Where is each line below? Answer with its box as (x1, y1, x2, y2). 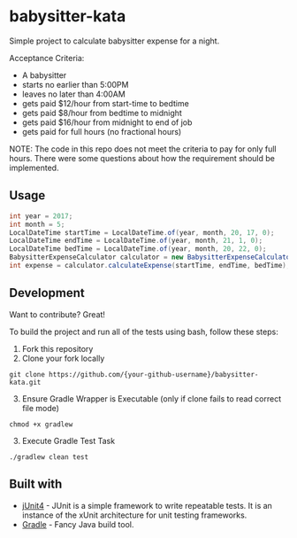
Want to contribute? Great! (9, 308, 106, 320)
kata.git (9, 378, 42, 386)
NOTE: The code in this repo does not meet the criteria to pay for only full (9, 144, 277, 154)
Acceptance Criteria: (9, 52, 85, 63)
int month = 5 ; (9, 220, 65, 229)
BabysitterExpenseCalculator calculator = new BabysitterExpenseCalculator (9, 253, 294, 262)
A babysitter (21, 69, 67, 81)
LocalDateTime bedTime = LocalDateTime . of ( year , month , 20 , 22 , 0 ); (9, 245, 267, 253)
